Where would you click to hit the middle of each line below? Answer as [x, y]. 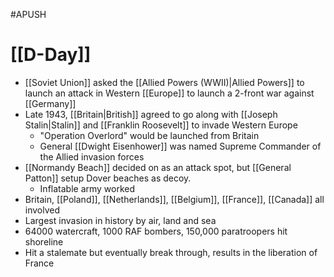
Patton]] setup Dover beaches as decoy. [108, 178]
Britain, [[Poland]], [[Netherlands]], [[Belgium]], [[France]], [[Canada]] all [174, 199]
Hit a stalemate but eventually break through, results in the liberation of [171, 252]
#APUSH [28, 14]
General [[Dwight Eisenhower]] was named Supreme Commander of [180, 146]
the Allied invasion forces [92, 156]
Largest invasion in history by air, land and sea [120, 220]
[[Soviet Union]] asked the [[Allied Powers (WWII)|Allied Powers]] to [164, 82]
